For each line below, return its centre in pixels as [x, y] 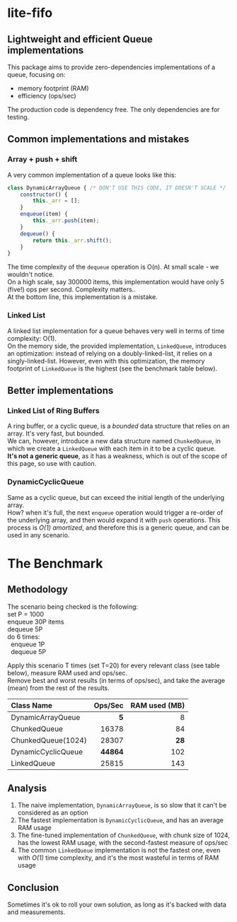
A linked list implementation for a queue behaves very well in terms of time [116, 331]
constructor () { [44, 194]
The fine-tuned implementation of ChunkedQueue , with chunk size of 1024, [123, 835]
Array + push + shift [42, 159]
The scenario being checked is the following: [73, 607]
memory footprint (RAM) [53, 88]
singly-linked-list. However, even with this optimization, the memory [106, 361]
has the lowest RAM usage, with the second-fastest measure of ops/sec [123, 843]
